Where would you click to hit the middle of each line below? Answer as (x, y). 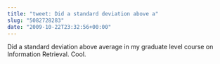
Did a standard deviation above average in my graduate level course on (110, 47)
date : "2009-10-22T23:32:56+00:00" (59, 27)
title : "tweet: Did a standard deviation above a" (83, 14)
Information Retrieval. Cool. (47, 54)
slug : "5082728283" (36, 20)
